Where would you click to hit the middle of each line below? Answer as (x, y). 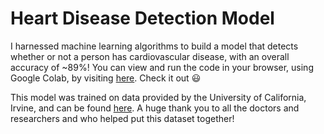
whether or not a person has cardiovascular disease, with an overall (150, 56)
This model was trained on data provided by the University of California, (158, 97)
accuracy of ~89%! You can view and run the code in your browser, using (162, 67)
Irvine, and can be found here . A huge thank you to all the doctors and (155, 108)
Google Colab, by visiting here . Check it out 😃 (106, 78)
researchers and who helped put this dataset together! (122, 118)
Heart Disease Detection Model (142, 18)
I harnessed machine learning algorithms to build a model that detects (154, 46)
